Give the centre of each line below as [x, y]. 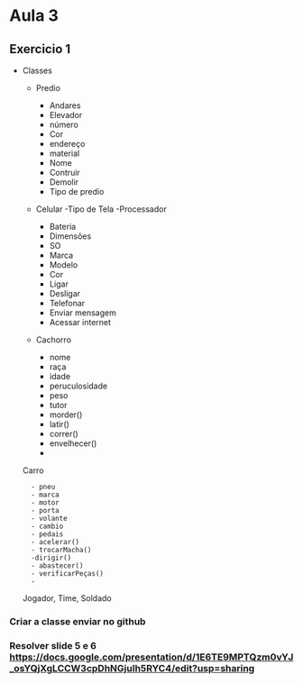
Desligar [65, 293]
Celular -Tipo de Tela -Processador [101, 209]
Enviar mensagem [83, 313]
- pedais [47, 534]
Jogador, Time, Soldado [67, 598]
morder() [66, 414]
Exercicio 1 [40, 49]
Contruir [65, 173]
